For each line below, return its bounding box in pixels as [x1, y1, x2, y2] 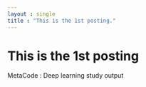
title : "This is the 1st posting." [7, 17, 116, 24]
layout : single [7, 10, 56, 18]
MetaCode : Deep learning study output [7, 71, 124, 80]
